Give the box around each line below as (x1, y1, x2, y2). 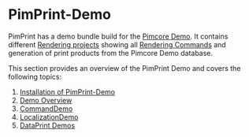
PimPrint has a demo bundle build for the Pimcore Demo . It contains (8, 31, 229, 41)
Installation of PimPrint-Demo (19, 87, 116, 96)
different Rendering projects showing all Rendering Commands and (8, 39, 226, 49)
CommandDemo (19, 104, 73, 113)
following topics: (8, 72, 61, 81)
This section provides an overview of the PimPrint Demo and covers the (8, 63, 241, 72)
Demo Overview (19, 95, 72, 105)
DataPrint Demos (19, 120, 76, 130)
